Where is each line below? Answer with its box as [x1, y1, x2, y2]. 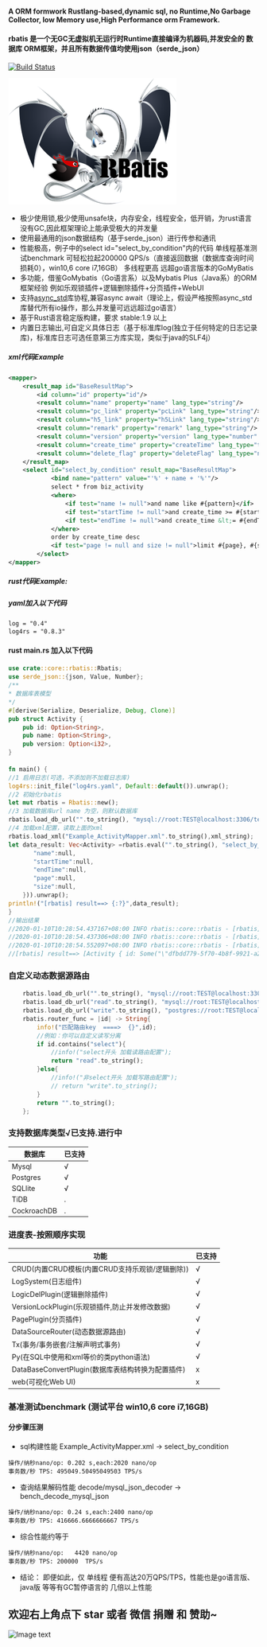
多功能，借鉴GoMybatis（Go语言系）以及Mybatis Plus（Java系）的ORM [19, 273, 257, 282]
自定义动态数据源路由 [8, 970, 90, 981]
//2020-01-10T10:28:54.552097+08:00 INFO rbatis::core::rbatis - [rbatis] [8, 941, 261, 950]
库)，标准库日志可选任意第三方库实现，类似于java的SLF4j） [19, 333, 215, 342]
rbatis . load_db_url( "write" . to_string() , [22, 1006, 161, 1014]
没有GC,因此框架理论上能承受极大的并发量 [19, 223, 158, 232]
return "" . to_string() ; [37, 1099, 115, 1107]
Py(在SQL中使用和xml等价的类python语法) [11, 1352, 151, 1361]
